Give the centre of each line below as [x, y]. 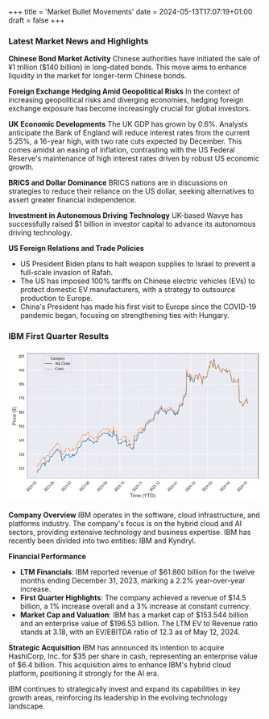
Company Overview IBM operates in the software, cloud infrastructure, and [134, 515]
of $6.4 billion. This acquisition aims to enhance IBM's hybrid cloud [120, 664]
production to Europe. [56, 299]
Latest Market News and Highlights [79, 41]
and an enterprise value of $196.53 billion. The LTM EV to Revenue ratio [139, 623]
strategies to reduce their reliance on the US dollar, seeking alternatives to [131, 191]
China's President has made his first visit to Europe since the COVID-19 [138, 307]
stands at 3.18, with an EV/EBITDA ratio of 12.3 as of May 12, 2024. [130, 632]
